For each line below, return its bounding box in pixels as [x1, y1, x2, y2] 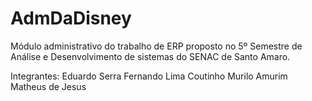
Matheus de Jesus [10, 80, 87, 92]
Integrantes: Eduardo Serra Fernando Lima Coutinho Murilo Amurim [10, 70, 288, 82]
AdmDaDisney [10, 7, 132, 30]
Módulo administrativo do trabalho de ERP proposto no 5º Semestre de [10, 40, 303, 52]
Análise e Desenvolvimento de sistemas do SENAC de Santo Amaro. [10, 50, 291, 62]
